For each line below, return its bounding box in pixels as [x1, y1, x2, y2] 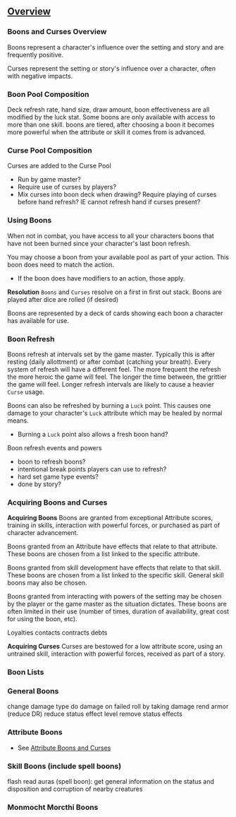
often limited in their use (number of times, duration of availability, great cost [7, 607, 230, 616]
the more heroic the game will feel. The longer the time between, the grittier [7, 372, 228, 381]
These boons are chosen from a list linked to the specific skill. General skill [7, 571, 224, 580]
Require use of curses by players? [17, 183, 117, 192]
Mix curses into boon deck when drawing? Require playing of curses [17, 190, 217, 199]
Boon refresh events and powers [7, 443, 102, 452]
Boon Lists [7, 667, 44, 677]
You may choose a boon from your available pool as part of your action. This [7, 252, 230, 261]
